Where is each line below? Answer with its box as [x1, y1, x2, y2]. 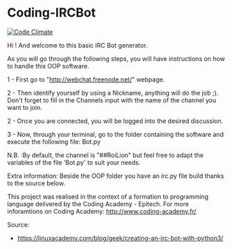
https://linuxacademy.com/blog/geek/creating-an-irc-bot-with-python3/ [17, 234, 224, 242]
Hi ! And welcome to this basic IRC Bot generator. [7, 41, 148, 49]
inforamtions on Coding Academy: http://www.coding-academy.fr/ [7, 207, 197, 215]
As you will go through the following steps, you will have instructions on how [7, 54, 225, 63]
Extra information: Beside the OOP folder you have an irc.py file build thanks [7, 172, 224, 180]
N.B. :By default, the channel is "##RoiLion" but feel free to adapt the [7, 151, 204, 159]
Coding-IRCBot [7, 5, 96, 21]
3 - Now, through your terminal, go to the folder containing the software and [7, 130, 224, 138]
